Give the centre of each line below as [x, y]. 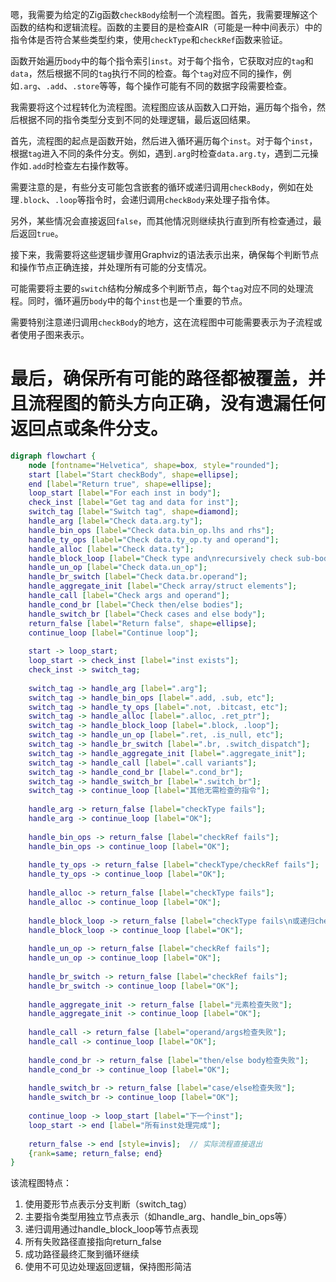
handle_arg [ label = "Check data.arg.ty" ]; [115, 521]
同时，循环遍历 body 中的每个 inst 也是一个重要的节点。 [137, 301]
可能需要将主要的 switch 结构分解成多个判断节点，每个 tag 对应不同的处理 [157, 288]
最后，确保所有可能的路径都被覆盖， [159, 379]
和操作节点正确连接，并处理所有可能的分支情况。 [111, 267]
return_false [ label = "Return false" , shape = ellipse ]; [142, 623]
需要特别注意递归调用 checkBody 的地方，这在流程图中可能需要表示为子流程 [162, 322]
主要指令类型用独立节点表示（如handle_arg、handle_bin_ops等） [158, 1217]
